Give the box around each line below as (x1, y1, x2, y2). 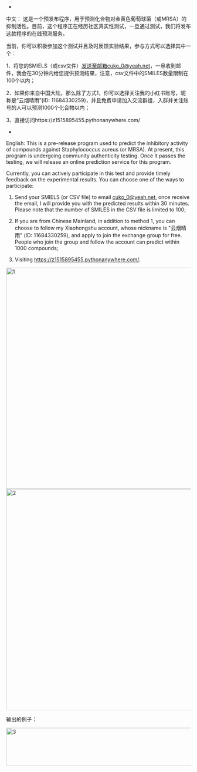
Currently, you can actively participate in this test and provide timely (6, 170, 171, 177)
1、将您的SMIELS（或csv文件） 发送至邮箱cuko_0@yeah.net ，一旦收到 (6, 62, 176, 69)
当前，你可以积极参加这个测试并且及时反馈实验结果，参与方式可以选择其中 (6, 42, 186, 49)
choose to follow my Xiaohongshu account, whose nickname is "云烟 (14, 224, 182, 231)
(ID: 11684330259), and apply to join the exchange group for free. (23, 232, 182, 238)
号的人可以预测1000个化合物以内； (6, 104, 90, 111)
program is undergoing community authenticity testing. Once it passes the (6, 152, 186, 159)
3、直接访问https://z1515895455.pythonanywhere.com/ (6, 117, 141, 123)
